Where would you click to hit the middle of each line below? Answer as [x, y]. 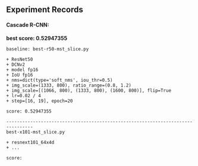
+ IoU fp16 [20, 75]
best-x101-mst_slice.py [36, 132]
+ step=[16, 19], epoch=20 [40, 101]
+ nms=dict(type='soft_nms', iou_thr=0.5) [59, 80]
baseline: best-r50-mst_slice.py [48, 49]
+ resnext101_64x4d [30, 142]
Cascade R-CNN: [28, 25]
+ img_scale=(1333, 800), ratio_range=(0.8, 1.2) [69, 85]
